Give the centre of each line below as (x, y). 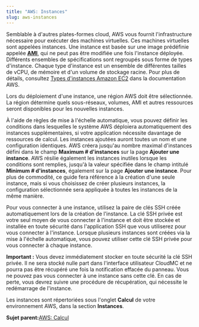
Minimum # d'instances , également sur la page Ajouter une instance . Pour (99, 170)
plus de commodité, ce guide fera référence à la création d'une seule (91, 177)
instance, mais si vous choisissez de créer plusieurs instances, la (86, 183)
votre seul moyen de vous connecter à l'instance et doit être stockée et (93, 220)
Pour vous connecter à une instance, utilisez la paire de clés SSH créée (94, 207)
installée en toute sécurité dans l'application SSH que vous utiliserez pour (96, 226)
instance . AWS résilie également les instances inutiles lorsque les (87, 158)
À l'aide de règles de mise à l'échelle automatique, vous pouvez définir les (97, 120)
